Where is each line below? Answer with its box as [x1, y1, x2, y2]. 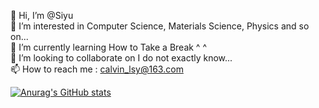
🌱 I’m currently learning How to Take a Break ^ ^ [10, 41, 207, 53]
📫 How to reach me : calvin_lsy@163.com [10, 63, 184, 75]
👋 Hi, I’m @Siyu [10, 10, 74, 21]
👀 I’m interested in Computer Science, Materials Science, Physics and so [10, 20, 310, 32]
